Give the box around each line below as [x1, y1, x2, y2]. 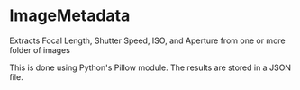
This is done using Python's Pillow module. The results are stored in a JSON [9, 62, 291, 73]
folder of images [9, 44, 70, 55]
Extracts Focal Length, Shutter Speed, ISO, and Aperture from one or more [9, 35, 286, 46]
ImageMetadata [9, 5, 131, 26]
